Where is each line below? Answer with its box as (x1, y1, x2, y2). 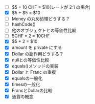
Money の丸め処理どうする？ (11, 16, 70, 22)
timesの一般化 (11, 81, 40, 87)
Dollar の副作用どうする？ (11, 51, 64, 57)
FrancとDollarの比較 (11, 87, 52, 93)
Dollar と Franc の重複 (11, 69, 56, 75)
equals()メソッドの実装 (11, 63, 59, 69)
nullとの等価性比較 (11, 57, 49, 62)
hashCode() (11, 21, 36, 27)
